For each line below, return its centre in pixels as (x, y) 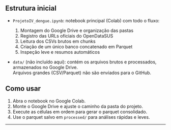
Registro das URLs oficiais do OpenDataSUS (67, 36)
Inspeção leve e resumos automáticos (60, 52)
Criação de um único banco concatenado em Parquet (76, 46)
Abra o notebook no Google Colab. (49, 101)
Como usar (23, 89)
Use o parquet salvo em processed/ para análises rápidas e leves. (81, 117)
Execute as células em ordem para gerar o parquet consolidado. (80, 112)
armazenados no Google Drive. (45, 67)
